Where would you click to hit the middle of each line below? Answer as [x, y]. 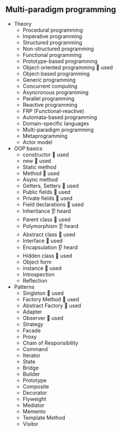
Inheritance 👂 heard [47, 211]
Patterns [24, 287]
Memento [34, 411]
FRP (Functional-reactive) [53, 111]
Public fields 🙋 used [46, 192]
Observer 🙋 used [43, 318]
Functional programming [52, 55]
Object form [37, 262]
